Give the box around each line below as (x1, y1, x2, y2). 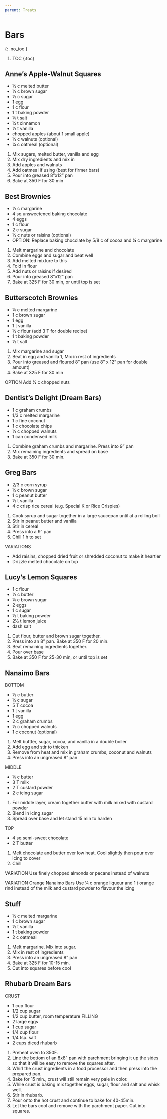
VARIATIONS (5, 543, 31, 549)
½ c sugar (12, 94, 33, 100)
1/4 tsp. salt (12, 1034, 36, 1040)
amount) (12, 364, 30, 370)
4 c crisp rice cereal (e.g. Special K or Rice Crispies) (12, 503, 120, 509)
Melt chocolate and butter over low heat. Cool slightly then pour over (12, 850, 154, 856)
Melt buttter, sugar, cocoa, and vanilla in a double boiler (12, 739, 127, 745)
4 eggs (12, 216, 27, 222)
